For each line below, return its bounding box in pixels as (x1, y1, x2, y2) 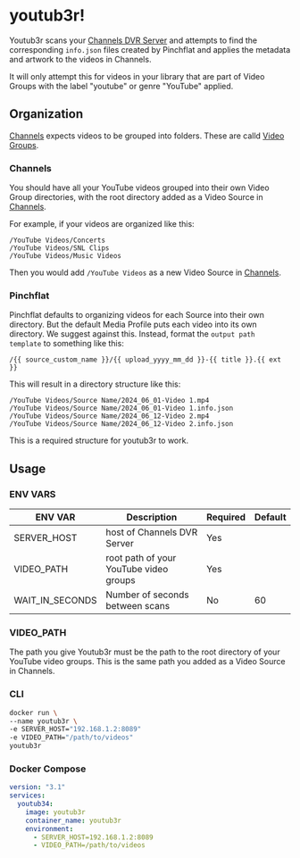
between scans (105, 600, 171, 612)
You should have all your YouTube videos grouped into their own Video (9, 182, 270, 193)
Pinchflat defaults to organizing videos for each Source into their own (9, 310, 265, 321)
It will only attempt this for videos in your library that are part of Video (9, 71, 265, 81)
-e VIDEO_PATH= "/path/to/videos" (9, 733, 134, 742)
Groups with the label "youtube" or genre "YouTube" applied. (9, 80, 234, 91)
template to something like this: (9, 338, 125, 349)
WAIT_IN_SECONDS (13, 595, 97, 607)
